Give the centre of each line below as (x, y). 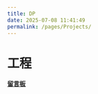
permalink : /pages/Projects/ (49, 26)
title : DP (22, 14)
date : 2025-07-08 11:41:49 (46, 20)
